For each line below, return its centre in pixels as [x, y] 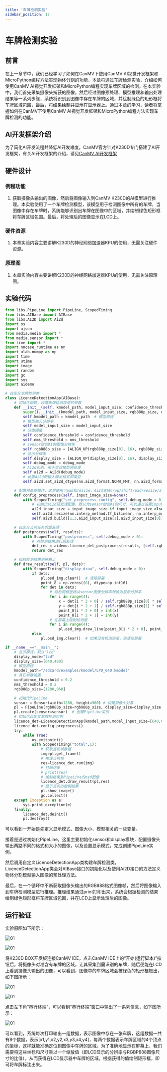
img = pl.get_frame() [61, 754]
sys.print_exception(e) [47, 805]
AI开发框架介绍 [28, 134]
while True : [36, 735]
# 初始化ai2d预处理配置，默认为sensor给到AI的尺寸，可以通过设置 [92, 504]
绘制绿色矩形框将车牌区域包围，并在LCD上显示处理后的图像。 [68, 898]
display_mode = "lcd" [34, 656]
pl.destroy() [37, 819]
